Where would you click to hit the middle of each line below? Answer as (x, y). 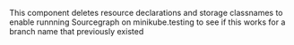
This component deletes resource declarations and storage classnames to (147, 13)
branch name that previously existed (77, 31)
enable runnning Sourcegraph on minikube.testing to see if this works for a (147, 22)
